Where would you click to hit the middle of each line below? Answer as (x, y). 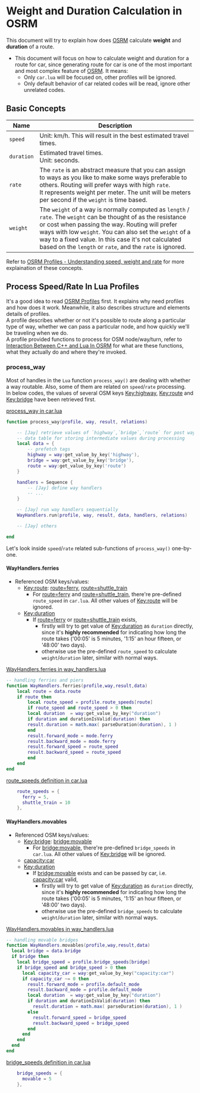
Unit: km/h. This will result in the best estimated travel (114, 136)
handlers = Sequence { (45, 482)
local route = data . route (49, 691)
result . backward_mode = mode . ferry (72, 741)
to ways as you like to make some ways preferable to (113, 177)
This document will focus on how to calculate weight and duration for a (102, 58)
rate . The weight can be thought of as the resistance (113, 217)
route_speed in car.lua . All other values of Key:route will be (105, 600)
